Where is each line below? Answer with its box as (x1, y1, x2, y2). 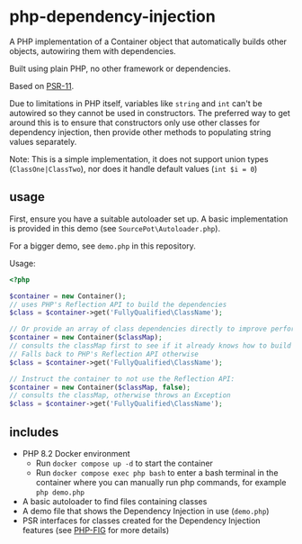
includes (9, 424, 59, 440)
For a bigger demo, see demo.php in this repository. (9, 240, 196, 251)
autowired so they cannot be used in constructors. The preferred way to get (9, 107, 290, 118)
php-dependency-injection (9, 6, 216, 27)
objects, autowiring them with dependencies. (9, 45, 177, 56)
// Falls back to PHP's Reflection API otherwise (9, 349, 200, 358)
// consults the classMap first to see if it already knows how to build (9, 341, 292, 350)
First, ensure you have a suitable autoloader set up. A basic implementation (9, 213, 289, 224)
